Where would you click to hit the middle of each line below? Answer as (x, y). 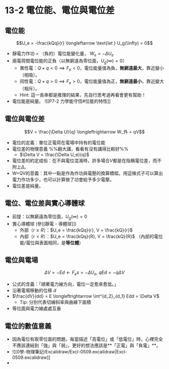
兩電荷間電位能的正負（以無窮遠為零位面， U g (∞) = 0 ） (70, 61)
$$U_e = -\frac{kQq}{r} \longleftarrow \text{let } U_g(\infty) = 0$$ (85, 43)
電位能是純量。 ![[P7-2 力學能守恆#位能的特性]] (61, 101)
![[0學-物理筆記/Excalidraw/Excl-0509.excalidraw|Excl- (70, 352)
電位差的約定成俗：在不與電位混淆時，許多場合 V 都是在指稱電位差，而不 (87, 160)
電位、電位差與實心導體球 (45, 203)
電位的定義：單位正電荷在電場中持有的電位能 (59, 143)
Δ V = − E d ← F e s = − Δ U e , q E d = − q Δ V (85, 273)
